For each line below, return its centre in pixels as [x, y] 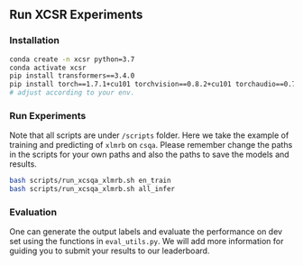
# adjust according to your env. [72, 93]
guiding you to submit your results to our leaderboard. [110, 251]
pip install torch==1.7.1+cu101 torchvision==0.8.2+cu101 [120, 85]
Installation [35, 41]
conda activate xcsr [48, 68]
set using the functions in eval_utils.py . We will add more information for [147, 242]
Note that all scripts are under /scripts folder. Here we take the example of [149, 135]
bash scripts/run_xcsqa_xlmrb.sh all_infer [92, 189]
